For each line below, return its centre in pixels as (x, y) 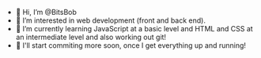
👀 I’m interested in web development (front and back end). (110, 20)
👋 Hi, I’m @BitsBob (46, 12)
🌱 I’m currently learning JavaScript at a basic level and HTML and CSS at (134, 29)
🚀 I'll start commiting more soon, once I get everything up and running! (131, 45)
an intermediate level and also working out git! (91, 37)
